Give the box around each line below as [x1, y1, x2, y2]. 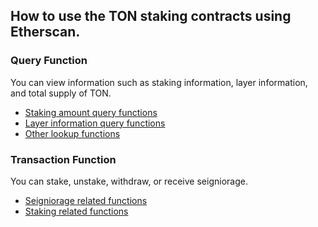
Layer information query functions [24, 117, 166, 129]
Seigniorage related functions [24, 194, 148, 206]
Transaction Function [10, 152, 117, 166]
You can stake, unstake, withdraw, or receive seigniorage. [10, 175, 248, 187]
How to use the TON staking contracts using [10, 8, 292, 25]
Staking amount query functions [24, 106, 158, 118]
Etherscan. [10, 24, 81, 41]
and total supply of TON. [10, 87, 112, 99]
